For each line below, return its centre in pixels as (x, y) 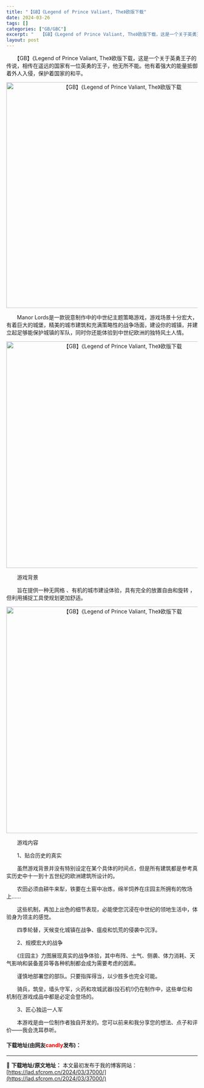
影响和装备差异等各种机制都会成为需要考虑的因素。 (75, 963)
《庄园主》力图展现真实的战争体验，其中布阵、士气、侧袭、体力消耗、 (103, 956)
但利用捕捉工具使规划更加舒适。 (46, 598)
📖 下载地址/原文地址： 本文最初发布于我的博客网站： (72, 1066)
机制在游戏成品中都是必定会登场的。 (52, 997)
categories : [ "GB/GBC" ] (36, 29)
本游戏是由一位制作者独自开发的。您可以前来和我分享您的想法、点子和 (104, 1022)
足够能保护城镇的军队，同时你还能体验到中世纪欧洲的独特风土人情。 (102, 332)
